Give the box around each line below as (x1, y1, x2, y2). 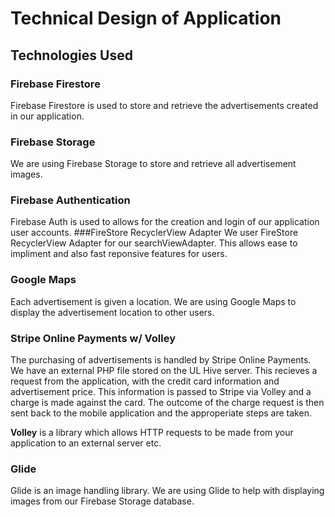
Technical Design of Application (10, 7, 282, 30)
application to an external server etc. (10, 437, 162, 449)
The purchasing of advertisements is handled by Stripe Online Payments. (10, 354, 312, 366)
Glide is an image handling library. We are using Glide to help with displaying (10, 485, 325, 497)
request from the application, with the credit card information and (10, 375, 280, 387)
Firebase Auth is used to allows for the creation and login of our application (10, 216, 320, 228)
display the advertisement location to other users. (10, 306, 215, 318)
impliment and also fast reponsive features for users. (10, 248, 228, 260)
